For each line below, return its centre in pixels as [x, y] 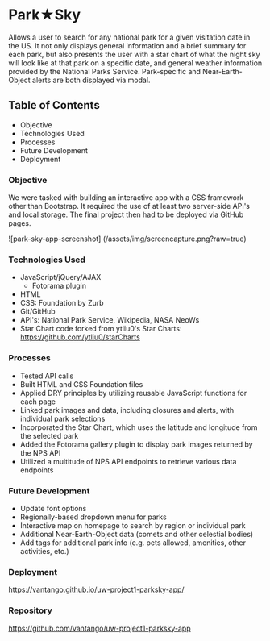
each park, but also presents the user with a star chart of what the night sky [134, 54]
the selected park [49, 435]
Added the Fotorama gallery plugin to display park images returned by [136, 444]
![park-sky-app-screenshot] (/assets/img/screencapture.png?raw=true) [128, 239]
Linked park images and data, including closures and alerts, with [127, 410]
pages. [20, 223]
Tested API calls [47, 376]
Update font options [53, 508]
